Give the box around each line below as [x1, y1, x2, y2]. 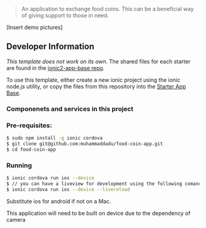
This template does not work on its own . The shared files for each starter [6, 58, 191, 65]
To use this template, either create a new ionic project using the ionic [6, 76, 181, 84]
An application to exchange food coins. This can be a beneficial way [21, 6, 194, 12]
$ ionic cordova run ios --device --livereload [6, 186, 131, 192]
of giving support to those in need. [21, 12, 109, 19]
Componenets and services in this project [6, 104, 134, 113]
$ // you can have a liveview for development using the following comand [6, 181, 202, 187]
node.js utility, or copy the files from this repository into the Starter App [6, 82, 186, 90]
